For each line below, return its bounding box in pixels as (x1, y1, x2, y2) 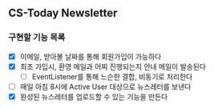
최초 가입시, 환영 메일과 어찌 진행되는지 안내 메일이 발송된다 (19, 62, 207, 71)
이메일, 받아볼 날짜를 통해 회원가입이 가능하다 (19, 51, 162, 61)
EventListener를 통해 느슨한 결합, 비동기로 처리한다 (31, 71, 193, 81)
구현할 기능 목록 (8, 32, 66, 43)
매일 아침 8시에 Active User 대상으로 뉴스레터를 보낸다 (19, 82, 192, 91)
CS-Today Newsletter (8, 6, 118, 20)
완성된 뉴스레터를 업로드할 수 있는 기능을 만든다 (19, 91, 168, 101)
